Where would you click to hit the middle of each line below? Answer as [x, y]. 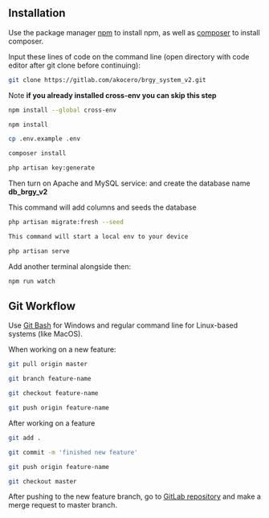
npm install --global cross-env [62, 110]
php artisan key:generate [51, 168]
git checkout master [43, 481]
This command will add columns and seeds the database [102, 207]
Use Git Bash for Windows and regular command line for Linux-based [123, 325]
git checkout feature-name [53, 394]
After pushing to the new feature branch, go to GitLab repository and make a [134, 496]
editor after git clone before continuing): [74, 65]
